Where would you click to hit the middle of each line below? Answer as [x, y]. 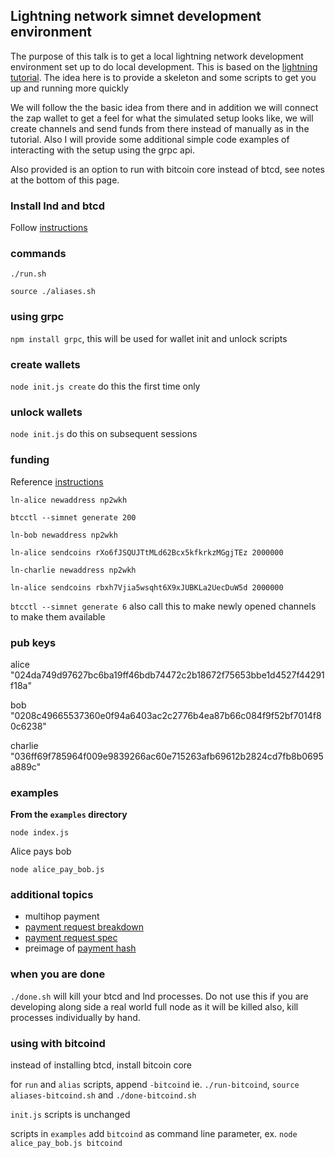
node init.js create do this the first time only [105, 386]
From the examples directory [69, 815]
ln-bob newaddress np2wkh [64, 535]
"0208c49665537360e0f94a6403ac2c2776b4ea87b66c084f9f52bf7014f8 [166, 715]
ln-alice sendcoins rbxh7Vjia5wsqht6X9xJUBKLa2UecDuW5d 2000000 [147, 587]
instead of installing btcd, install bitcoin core [101, 1065]
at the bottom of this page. [65, 180]
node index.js [40, 833]
